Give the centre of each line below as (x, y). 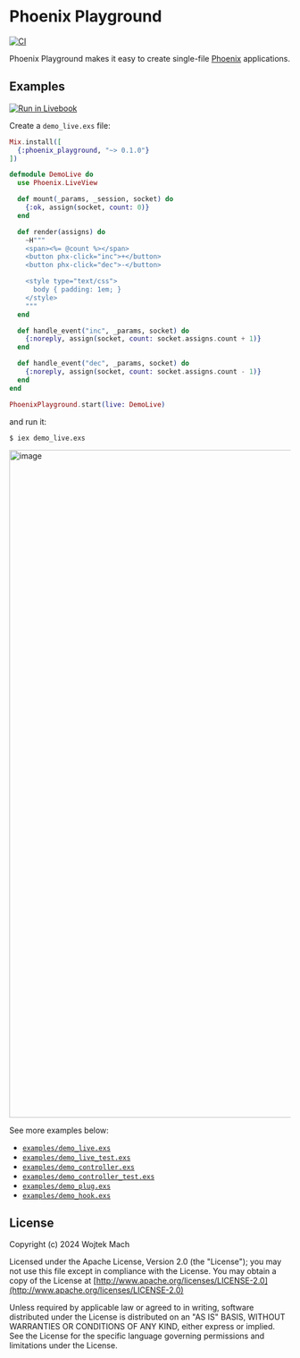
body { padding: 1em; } (77, 290)
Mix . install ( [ (36, 142)
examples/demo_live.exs (67, 1148)
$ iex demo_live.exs (48, 438)
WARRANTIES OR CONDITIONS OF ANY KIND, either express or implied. (142, 1327)
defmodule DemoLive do (51, 175)
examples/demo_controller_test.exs (88, 1177)
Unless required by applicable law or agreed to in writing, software (132, 1308)
